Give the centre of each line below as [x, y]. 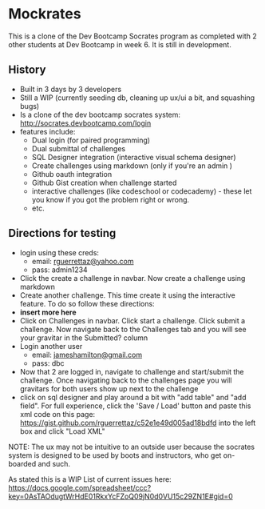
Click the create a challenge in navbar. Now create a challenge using [132, 278]
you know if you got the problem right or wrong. [111, 199]
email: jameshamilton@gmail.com [87, 355]
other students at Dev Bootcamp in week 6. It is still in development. [120, 44]
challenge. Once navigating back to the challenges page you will [126, 380]
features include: [47, 131]
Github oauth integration [72, 174]
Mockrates [45, 14]
